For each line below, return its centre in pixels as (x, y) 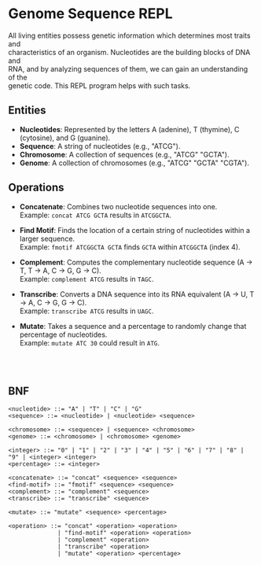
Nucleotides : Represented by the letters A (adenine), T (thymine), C (129, 129)
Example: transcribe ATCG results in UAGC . (86, 311)
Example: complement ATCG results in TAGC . (86, 279)
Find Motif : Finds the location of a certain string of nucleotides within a (134, 230)
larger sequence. (47, 238)
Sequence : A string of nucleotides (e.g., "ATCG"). (100, 146)
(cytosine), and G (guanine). (65, 138)
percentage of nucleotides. (63, 334)
